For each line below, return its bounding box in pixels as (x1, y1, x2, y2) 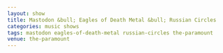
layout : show (7, 10, 45, 17)
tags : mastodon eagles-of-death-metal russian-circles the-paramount (7, 29, 214, 36)
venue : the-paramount (7, 36, 70, 43)
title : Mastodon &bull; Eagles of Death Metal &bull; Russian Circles (7, 17, 217, 23)
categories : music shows (7, 23, 79, 30)
